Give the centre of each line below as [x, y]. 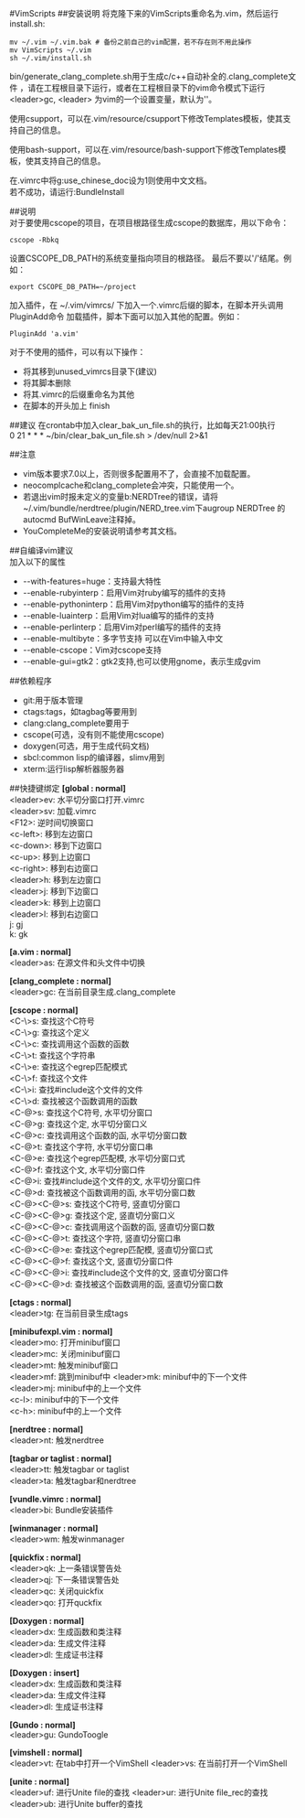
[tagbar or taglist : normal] [61, 1458]
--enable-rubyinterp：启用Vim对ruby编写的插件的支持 [124, 592]
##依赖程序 [31, 681]
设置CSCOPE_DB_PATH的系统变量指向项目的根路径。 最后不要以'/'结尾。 [147, 258]
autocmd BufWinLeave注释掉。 [82, 519]
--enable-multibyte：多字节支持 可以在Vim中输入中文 [123, 638]
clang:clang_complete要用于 [76, 723]
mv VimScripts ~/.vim [51, 50]
